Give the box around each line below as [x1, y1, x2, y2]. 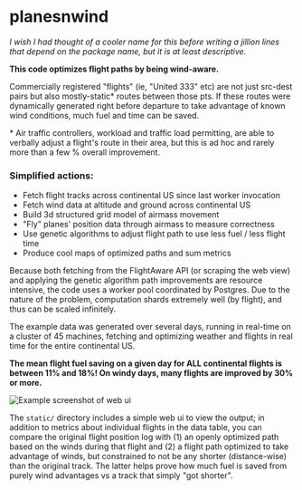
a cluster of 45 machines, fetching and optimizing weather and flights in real [9, 331, 294, 341]
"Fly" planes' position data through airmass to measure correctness [22, 219, 276, 230]
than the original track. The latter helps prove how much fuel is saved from [9, 460, 288, 472]
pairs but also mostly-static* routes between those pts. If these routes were [9, 91, 291, 101]
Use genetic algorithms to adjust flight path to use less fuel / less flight [22, 228, 287, 239]
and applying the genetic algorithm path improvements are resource [9, 274, 263, 286]
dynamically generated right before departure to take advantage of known [9, 100, 287, 110]
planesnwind [9, 6, 109, 27]
